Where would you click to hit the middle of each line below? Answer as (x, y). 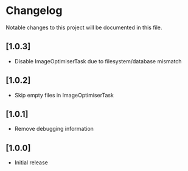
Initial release (31, 162)
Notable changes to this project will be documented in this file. (84, 27)
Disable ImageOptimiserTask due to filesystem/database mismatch (98, 61)
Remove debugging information (54, 129)
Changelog (34, 11)
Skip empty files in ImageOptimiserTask (64, 95)
